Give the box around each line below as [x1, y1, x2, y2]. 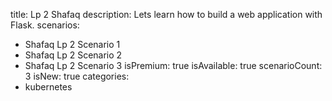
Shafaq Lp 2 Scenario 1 [24, 39, 121, 50]
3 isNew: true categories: [24, 70, 130, 82]
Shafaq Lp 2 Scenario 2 [24, 49, 123, 61]
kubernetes [24, 81, 73, 93]
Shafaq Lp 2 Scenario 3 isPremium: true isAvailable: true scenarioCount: [24, 60, 323, 71]
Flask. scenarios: [10, 19, 80, 31]
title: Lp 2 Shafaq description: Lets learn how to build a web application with [10, 9, 323, 20]
